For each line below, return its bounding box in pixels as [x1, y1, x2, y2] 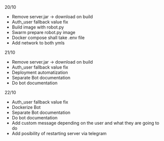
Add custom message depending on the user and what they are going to [11, 120, 160, 126]
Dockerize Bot [11, 105, 41, 110]
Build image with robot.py [11, 24, 64, 30]
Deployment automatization [11, 70, 68, 75]
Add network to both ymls [11, 40, 65, 46]
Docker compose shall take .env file [11, 35, 85, 40]
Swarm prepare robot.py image [11, 30, 76, 35]
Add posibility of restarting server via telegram [11, 131, 107, 136]
